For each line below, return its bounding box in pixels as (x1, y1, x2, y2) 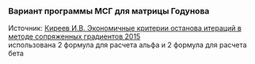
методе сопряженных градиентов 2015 (8, 32, 141, 41)
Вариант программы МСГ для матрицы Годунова (8, 6, 210, 17)
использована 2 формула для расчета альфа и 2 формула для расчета (8, 40, 247, 50)
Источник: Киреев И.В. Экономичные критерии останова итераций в (8, 24, 242, 33)
